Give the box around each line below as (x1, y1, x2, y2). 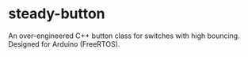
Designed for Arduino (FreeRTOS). (8, 39, 120, 48)
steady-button (8, 5, 105, 23)
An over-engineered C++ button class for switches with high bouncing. (8, 31, 240, 40)
